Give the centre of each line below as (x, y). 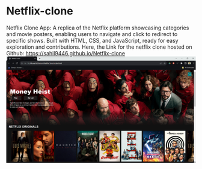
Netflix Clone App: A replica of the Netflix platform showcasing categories (98, 28)
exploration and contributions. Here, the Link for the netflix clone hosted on (99, 47)
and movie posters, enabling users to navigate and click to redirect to (92, 34)
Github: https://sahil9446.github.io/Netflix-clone (66, 53)
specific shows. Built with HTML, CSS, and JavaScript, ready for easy (92, 40)
